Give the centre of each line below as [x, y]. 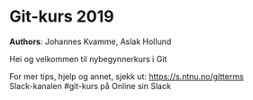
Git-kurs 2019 [62, 17]
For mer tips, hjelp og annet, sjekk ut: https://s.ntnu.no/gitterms [127, 76]
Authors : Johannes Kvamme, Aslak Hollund [90, 41]
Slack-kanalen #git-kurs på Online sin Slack [90, 86]
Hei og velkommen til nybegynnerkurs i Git [88, 59]
